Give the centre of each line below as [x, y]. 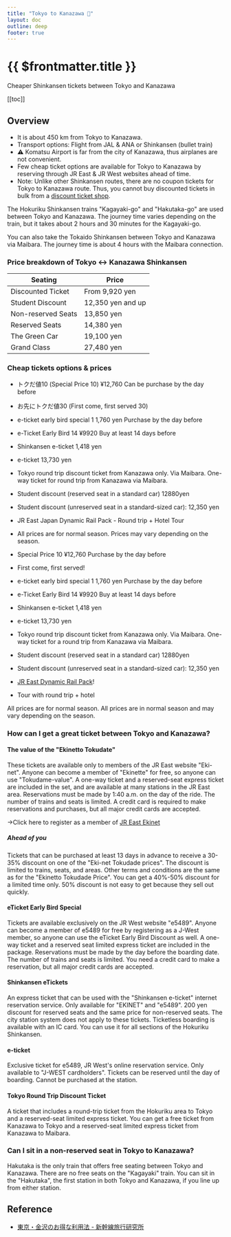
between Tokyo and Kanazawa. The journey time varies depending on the [112, 216]
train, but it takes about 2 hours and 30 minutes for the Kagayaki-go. [104, 224]
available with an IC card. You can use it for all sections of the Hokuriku [108, 1027]
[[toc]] [16, 99]
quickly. [18, 892]
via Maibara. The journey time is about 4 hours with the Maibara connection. [115, 244]
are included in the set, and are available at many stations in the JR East [109, 787]
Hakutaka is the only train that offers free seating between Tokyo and [105, 1165]
